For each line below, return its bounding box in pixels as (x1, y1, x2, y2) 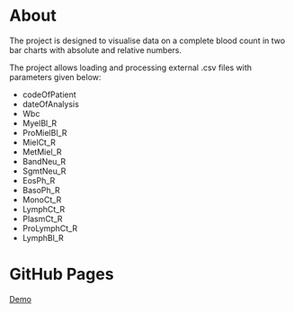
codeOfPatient (22, 89, 76, 100)
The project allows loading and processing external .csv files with (9, 62, 253, 73)
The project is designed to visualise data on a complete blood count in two (9, 35, 286, 46)
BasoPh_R (22, 184, 60, 195)
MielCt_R (22, 137, 57, 148)
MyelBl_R (22, 118, 58, 129)
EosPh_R (22, 174, 56, 185)
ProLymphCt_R (22, 222, 78, 234)
